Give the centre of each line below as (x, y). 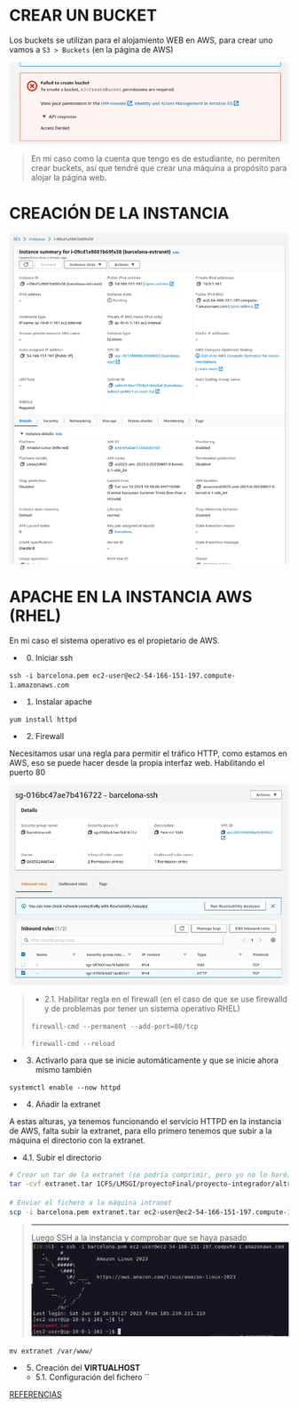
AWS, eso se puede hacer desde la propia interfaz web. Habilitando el (137, 762)
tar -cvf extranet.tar (51, 1184)
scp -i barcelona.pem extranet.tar (75, 1212)
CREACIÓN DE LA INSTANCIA (119, 213)
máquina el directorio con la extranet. (78, 1140)
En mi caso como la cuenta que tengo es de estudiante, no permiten (156, 158)
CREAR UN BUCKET (83, 16)
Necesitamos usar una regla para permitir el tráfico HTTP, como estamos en (149, 753)
